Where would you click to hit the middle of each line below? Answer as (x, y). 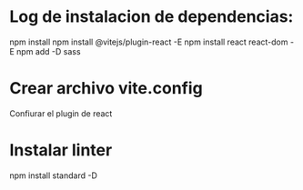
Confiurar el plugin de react (61, 113)
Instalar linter (61, 150)
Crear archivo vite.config (106, 89)
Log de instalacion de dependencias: (151, 17)
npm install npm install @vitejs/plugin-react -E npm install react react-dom (149, 42)
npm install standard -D (54, 175)
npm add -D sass (49, 51)
